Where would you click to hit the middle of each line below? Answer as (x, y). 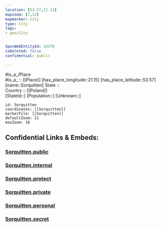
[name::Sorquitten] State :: (32, 85)
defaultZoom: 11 (22, 118)
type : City (16, 24)
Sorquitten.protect (28, 178)
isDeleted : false (23, 51)
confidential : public (28, 55)
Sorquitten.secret (27, 219)
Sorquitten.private (28, 192)
